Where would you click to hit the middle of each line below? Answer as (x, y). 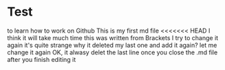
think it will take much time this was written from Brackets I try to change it (113, 37)
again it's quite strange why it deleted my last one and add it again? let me (112, 45)
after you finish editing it (42, 59)
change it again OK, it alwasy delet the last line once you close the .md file (112, 52)
